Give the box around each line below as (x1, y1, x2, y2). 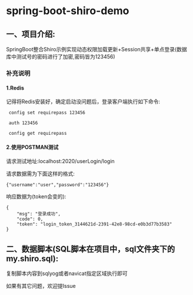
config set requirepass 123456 (8, 110, 85, 116)
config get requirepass (8, 131, 67, 137)
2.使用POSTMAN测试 (6, 143, 59, 151)
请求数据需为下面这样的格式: (6, 170, 75, 177)
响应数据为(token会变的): (6, 193, 66, 200)
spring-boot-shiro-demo (6, 4, 129, 18)
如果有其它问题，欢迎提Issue (6, 283, 76, 290)
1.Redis (6, 84, 25, 91)
